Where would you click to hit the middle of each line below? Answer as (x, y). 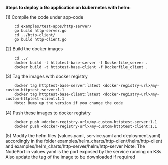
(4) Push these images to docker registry (48, 113)
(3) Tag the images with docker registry (46, 76)
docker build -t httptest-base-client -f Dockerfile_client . (81, 67)
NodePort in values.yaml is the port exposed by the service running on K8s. (84, 152)
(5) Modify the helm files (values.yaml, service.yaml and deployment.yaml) (83, 135)
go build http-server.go (40, 31)
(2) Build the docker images (34, 49)
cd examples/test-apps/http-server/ (53, 26)
